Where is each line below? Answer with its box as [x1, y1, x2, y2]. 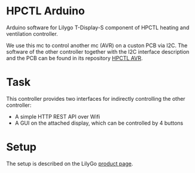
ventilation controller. [6, 30, 58, 37]
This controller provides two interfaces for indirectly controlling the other [6, 95, 185, 102]
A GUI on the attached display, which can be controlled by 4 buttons [14, 119, 184, 126]
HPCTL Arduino [6, 4, 85, 18]
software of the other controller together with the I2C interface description [6, 48, 190, 55]
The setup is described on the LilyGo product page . [6, 160, 133, 167]
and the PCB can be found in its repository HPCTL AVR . [6, 54, 143, 61]
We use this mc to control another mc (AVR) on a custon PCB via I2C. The [6, 42, 188, 49]
